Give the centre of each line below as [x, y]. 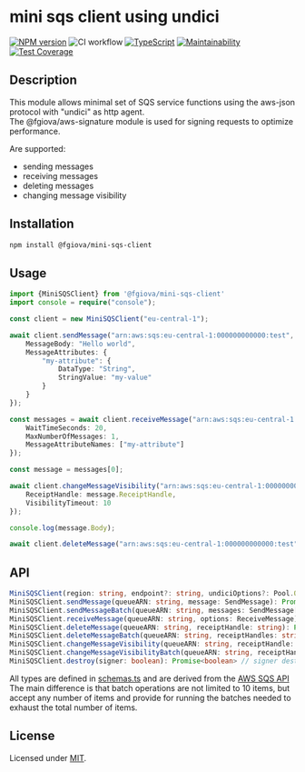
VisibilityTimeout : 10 [69, 503]
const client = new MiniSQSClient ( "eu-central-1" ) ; [109, 319]
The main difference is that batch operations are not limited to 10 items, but [150, 687]
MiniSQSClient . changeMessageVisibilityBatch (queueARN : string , [132, 653]
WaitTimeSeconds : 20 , [66, 428]
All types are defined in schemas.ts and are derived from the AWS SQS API [149, 678]
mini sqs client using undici [114, 17]
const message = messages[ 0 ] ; [67, 470]
